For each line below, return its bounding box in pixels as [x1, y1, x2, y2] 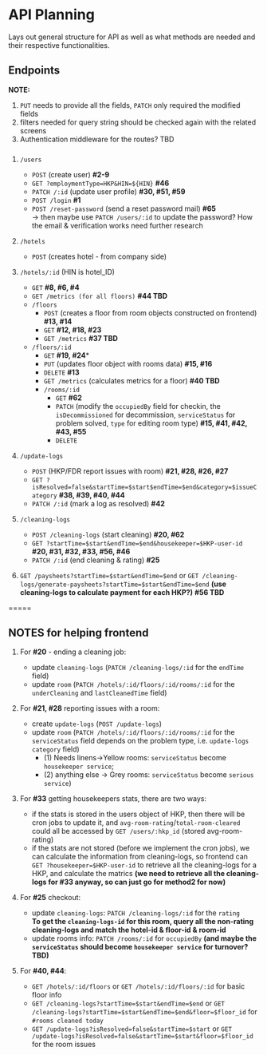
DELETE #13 [43, 367, 80, 377]
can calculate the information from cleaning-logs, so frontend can [31, 852, 249, 862]
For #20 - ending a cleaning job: [19, 647, 127, 656]
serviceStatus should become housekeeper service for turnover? [31, 942, 249, 952]
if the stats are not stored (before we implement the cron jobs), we [31, 843, 250, 853]
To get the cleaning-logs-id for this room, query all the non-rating [31, 917, 254, 926]
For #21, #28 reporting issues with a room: [19, 704, 160, 713]
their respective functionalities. [8, 40, 110, 50]
